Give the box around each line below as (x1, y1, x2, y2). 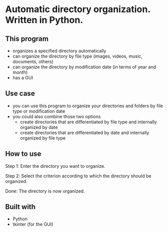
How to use (5, 150, 41, 158)
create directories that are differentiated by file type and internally (20, 119, 157, 125)
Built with (5, 203, 36, 211)
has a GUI (12, 75, 33, 80)
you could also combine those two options (12, 113, 101, 119)
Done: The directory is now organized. (5, 188, 85, 194)
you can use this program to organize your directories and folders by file (12, 103, 163, 109)
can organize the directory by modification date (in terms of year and (12, 64, 156, 70)
